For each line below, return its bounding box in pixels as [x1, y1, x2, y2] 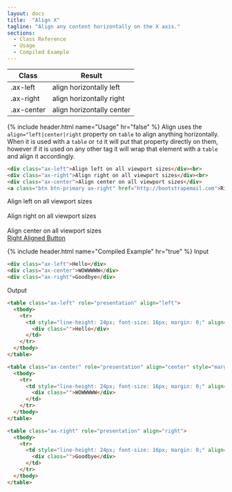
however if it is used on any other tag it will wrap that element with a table [7, 145, 218, 153]
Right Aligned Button [7, 234, 66, 242]
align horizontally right [52, 93, 125, 103]
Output [7, 286, 27, 294]
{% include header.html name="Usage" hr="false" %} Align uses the [7, 122, 202, 131]
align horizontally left [52, 82, 121, 92]
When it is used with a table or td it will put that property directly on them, [7, 137, 219, 145]
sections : [7, 29, 36, 37]
